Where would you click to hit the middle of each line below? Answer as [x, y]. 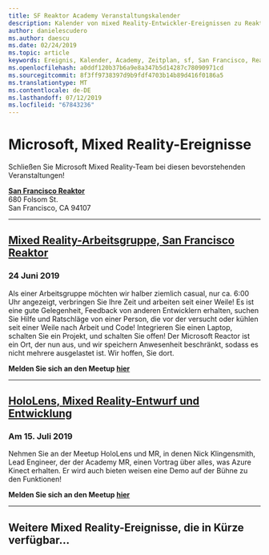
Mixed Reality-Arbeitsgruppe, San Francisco [121, 241]
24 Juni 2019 [34, 275]
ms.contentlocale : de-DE [50, 90]
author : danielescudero [48, 30]
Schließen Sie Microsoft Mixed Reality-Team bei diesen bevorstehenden [127, 167]
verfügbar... [39, 540]
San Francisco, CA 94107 [50, 208]
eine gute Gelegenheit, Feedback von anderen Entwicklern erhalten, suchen [134, 310]
